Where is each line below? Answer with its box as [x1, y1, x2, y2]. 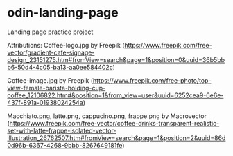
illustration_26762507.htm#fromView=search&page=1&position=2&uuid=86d [7, 133, 226, 142]
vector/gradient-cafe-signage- [7, 48, 95, 57]
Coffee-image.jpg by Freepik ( [7, 76, 94, 84]
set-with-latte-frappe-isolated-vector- [7, 126, 116, 135]
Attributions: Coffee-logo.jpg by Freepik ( [7, 41, 125, 49]
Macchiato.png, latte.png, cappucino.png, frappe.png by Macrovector [7, 112, 207, 120]
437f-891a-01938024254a [7, 98, 83, 106]
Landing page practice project [7, 28, 94, 36]
